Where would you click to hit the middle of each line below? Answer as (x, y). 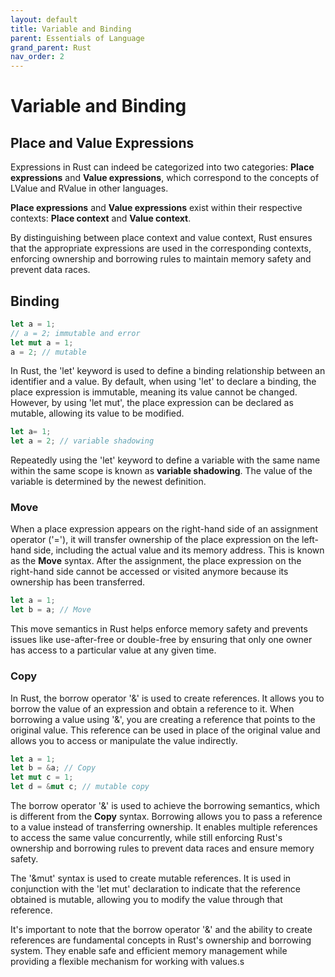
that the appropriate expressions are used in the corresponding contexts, (161, 248)
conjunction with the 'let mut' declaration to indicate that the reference (155, 889)
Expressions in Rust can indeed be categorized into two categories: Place (162, 167)
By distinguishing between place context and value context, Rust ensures (161, 238)
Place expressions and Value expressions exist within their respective (156, 208)
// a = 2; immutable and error (75, 333)
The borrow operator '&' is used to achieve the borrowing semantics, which (165, 806)
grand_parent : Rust (51, 47)
